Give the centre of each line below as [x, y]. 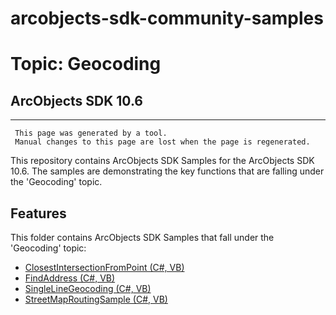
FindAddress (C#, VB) [70, 278]
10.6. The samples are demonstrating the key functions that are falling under [167, 171]
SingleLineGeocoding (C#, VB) [88, 288]
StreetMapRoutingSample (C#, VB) [96, 299]
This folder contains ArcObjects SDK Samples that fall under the [142, 237]
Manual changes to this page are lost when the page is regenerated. [162, 142]
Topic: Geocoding [86, 64]
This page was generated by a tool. [91, 133]
